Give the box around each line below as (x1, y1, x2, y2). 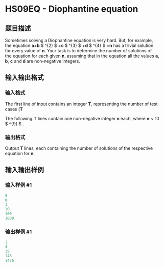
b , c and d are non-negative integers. (5, 58, 81, 64)
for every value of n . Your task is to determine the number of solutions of (5, 48, 152, 53)
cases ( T (5, 106, 23, 112)
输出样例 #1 (5, 228, 32, 235)
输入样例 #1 (5, 182, 32, 189)
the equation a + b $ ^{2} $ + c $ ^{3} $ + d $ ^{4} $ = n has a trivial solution (5, 43, 154, 48)
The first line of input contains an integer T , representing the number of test (5, 101, 158, 107)
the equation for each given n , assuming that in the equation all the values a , (5, 53, 159, 59)
